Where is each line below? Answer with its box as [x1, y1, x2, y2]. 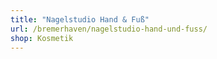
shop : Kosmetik [10, 33, 74, 43]
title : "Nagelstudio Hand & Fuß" [10, 14, 150, 25]
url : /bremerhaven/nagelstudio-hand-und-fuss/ [10, 24, 208, 34]
